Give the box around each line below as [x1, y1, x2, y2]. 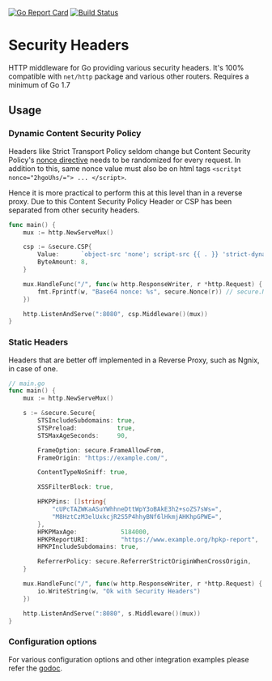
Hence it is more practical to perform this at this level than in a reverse [8, 187, 243, 198]
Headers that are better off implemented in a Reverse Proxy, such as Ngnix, [8, 355, 261, 365]
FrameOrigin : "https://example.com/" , [37, 454, 168, 462]
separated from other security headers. [8, 205, 140, 215]
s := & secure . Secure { [23, 409, 96, 418]
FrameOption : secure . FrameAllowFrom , [37, 446, 164, 454]
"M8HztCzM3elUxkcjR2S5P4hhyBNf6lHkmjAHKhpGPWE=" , [51, 512, 223, 520]
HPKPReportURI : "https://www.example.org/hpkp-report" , [37, 535, 259, 543]
